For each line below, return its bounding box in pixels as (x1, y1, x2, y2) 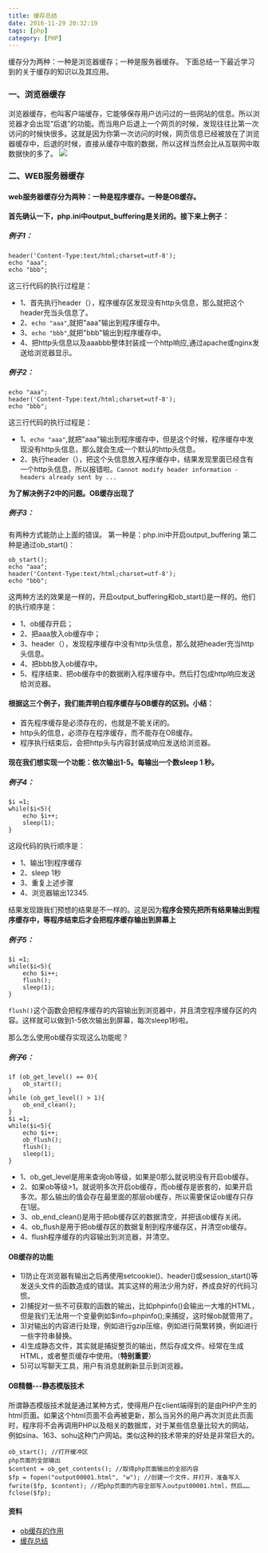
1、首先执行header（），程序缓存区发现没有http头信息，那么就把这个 (19, 298, 245, 307)
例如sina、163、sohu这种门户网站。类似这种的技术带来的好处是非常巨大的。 (8, 1430, 259, 1440)
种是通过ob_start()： (8, 539, 76, 549)
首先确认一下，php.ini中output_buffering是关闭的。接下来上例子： (8, 211, 230, 221)
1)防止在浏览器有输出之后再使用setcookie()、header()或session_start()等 (19, 1271, 258, 1281)
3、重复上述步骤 (19, 878, 74, 888)
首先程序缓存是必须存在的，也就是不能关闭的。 (19, 718, 174, 727)
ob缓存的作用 (19, 1526, 64, 1535)
